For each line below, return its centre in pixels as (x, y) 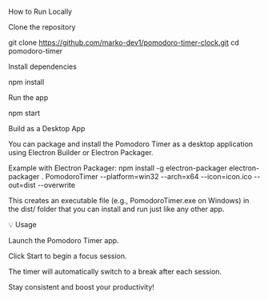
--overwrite (56, 185)
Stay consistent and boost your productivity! (81, 287)
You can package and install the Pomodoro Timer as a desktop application (131, 144)
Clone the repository (42, 27)
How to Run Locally (40, 12)
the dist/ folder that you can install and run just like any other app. (116, 209)
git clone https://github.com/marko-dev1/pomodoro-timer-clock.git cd (124, 42)
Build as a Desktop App (47, 128)
